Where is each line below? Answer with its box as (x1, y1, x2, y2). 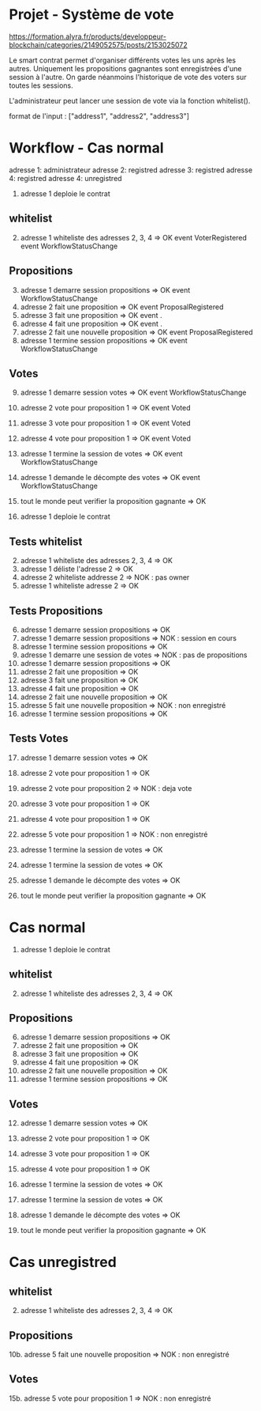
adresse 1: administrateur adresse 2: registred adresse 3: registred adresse (9, 165, 253, 175)
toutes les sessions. (9, 81, 73, 90)
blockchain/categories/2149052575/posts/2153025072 (9, 40, 188, 49)
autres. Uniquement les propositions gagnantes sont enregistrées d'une (9, 63, 242, 73)
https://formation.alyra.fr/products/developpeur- (9, 32, 166, 41)
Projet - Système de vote (9, 6, 174, 24)
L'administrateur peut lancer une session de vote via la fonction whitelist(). (9, 96, 251, 105)
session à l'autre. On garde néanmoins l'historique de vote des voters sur (9, 72, 247, 81)
